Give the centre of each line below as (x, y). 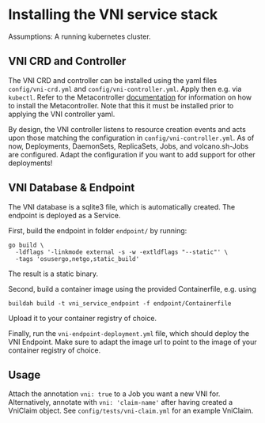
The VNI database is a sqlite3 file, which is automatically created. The (122, 206)
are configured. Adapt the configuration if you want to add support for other (132, 154)
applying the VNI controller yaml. (62, 114)
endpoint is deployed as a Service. (64, 215)
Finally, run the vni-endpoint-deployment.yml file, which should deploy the (129, 333)
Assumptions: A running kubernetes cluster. (80, 36)
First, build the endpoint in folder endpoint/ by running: (98, 230)
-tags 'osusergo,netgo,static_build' (78, 259)
